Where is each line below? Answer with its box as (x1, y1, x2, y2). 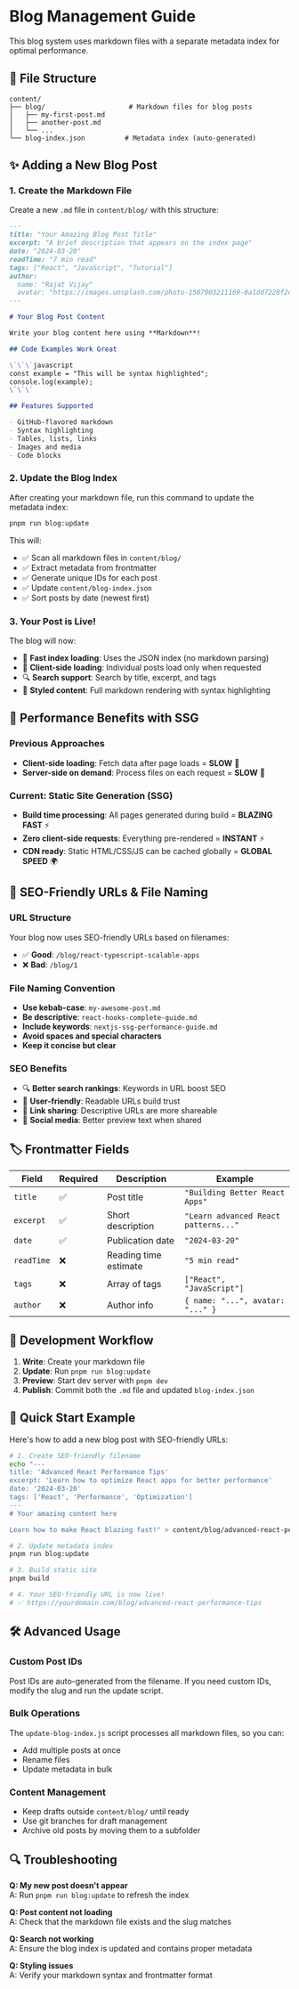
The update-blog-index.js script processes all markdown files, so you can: (9, 1727, 285, 1738)
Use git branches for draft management (21, 1815, 167, 1827)
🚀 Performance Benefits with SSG (9, 711, 199, 726)
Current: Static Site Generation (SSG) (9, 789, 174, 802)
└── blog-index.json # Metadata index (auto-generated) (9, 134, 256, 143)
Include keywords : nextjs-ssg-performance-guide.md (21, 1022, 218, 1031)
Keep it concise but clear (21, 1040, 117, 1050)
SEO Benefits (9, 1062, 68, 1074)
